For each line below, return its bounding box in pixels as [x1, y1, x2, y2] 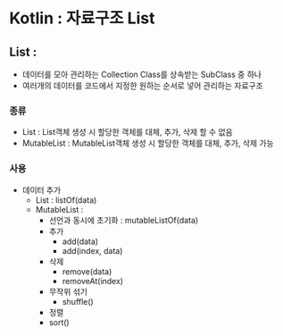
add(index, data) [62, 245, 123, 256]
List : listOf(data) [35, 194, 97, 206]
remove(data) [62, 265, 112, 277]
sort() [48, 316, 70, 327]
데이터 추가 [21, 184, 62, 195]
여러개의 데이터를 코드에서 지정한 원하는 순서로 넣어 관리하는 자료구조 [21, 80, 263, 90]
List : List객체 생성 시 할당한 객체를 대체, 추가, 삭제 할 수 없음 [21, 127, 234, 138]
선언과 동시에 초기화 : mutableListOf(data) [48, 214, 199, 225]
